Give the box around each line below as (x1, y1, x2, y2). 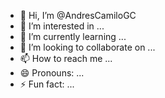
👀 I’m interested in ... (19, 20, 105, 32)
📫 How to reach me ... (19, 53, 113, 64)
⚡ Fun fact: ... (19, 78, 75, 90)
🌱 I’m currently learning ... (19, 31, 127, 42)
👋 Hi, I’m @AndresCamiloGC (19, 10, 137, 21)
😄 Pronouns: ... (19, 67, 85, 79)
